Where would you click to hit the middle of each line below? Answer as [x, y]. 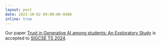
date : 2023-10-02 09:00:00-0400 [38, 14]
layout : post [19, 10]
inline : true [19, 19]
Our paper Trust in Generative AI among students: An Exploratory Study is [80, 33]
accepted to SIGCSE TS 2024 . [36, 38]
